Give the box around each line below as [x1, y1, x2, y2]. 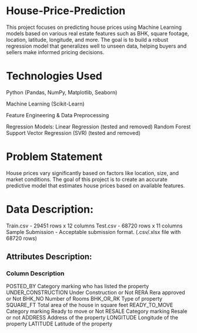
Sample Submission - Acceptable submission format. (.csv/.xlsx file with [6, 228, 181, 235]
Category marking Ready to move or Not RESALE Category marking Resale [6, 308, 188, 315]
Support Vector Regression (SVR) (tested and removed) [6, 129, 141, 136]
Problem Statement [6, 150, 103, 163]
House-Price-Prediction [6, 4, 126, 18]
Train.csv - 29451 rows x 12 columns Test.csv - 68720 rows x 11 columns [6, 222, 183, 229]
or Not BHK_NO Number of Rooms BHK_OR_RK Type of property [6, 295, 163, 302]
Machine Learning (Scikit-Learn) [6, 100, 85, 107]
